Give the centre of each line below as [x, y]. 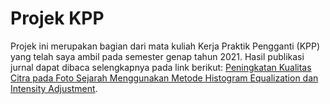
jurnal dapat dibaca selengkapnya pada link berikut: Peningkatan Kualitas [161, 67]
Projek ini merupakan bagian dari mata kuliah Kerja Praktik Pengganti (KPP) [165, 46]
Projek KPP [57, 18]
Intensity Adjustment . [54, 88]
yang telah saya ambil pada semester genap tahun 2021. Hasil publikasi [157, 56]
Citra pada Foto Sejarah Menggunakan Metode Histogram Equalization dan [164, 78]
